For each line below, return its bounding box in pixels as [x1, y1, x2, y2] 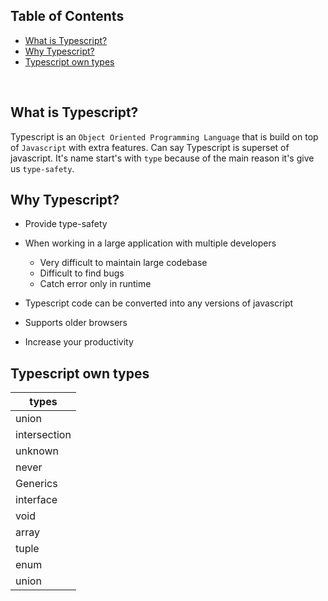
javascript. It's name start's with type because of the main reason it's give [10, 152, 315, 164]
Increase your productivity [24, 336, 134, 348]
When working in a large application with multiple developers [24, 237, 277, 249]
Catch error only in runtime [39, 278, 152, 290]
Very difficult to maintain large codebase [39, 257, 208, 269]
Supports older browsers [24, 317, 128, 329]
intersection [15, 428, 72, 442]
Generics [15, 477, 58, 491]
